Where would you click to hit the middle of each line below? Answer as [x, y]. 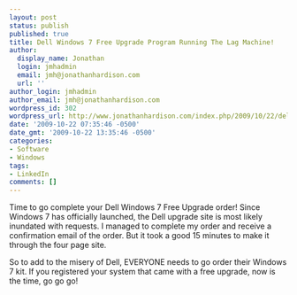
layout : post [33, 17]
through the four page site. [58, 245]
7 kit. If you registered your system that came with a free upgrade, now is [142, 272]
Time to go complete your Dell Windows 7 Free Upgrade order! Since [135, 207]
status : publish [39, 26]
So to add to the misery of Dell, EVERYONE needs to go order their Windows [148, 262]
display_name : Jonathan [61, 58]
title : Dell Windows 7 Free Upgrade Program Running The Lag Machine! [142, 42]
